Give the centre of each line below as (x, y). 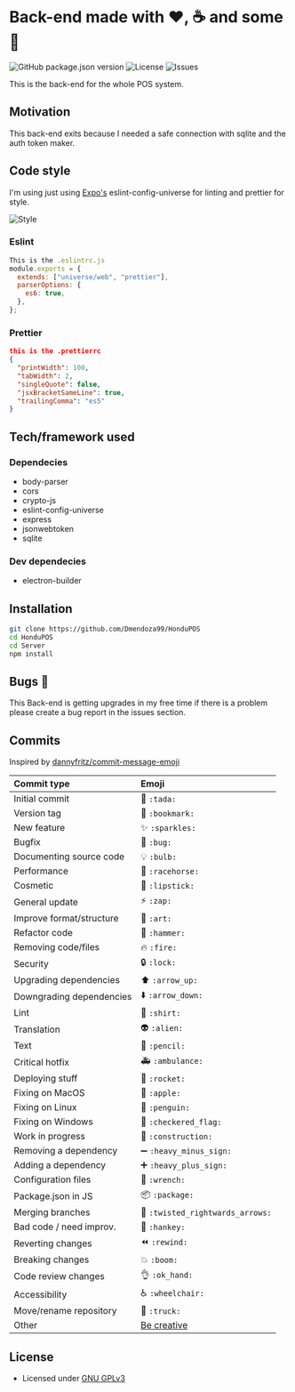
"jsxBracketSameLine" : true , (71, 392)
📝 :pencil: (163, 1046)
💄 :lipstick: (168, 886)
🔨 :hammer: (163, 933)
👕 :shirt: (161, 1013)
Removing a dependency (66, 1151)
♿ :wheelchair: (172, 1293)
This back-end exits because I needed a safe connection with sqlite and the (147, 133)
